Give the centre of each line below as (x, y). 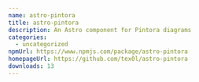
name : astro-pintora (42, 15)
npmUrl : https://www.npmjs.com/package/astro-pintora (98, 52)
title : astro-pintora (44, 23)
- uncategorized (42, 45)
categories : (28, 37)
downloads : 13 (31, 66)
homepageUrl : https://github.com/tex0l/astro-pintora (98, 59)
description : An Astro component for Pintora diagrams (100, 30)
